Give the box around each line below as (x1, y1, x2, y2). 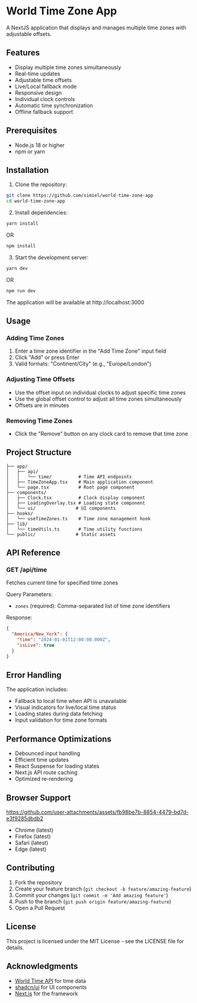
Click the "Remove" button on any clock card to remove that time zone (14, 430, 189, 437)
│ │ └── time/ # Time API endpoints (6, 474, 133, 480)
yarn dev (6, 265, 28, 271)
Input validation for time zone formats (14, 717, 107, 724)
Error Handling (6, 670, 61, 680)
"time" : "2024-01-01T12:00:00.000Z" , (17, 637, 111, 643)
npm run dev (6, 287, 36, 294)
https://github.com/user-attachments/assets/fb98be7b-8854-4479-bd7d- (6, 808, 189, 816)
